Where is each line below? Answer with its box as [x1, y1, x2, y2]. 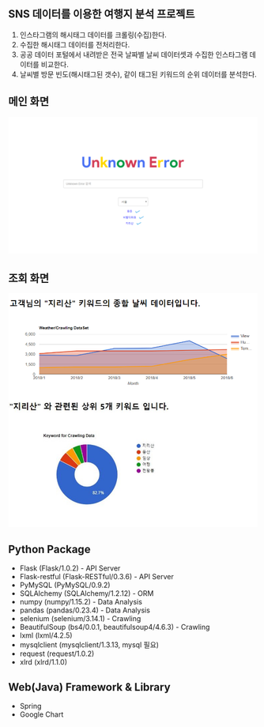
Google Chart [19, 710, 64, 719]
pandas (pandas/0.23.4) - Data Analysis [19, 605, 150, 615]
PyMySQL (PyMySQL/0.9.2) [19, 580, 111, 590]
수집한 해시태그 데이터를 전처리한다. [19, 40, 130, 49]
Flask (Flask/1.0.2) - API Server [19, 563, 121, 573]
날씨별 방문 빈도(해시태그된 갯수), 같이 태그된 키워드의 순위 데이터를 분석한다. [19, 70, 257, 79]
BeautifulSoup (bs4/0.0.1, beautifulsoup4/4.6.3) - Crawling [19, 623, 210, 632]
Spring [19, 702, 42, 710]
